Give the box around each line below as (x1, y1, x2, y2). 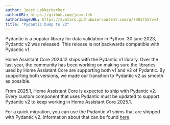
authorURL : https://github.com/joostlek (5, 12, 93, 17)
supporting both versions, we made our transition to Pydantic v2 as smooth (5, 72, 164, 79)
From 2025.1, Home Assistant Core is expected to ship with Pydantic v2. (5, 88, 157, 94)
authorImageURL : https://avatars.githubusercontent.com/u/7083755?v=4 (5, 17, 159, 22)
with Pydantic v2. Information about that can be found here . (5, 114, 131, 120)
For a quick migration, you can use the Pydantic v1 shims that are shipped (5, 109, 160, 115)
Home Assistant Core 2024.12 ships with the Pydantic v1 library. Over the (5, 57, 158, 63)
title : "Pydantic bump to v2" (5, 21, 70, 27)
